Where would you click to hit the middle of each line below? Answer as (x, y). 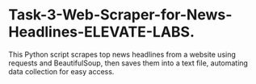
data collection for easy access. (61, 71)
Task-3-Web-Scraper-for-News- (120, 15)
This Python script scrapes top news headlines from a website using (122, 54)
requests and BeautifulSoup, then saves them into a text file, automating (128, 63)
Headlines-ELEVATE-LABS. (102, 32)
